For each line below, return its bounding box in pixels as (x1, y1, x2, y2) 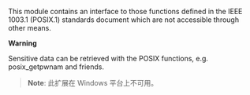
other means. (8, 24, 51, 32)
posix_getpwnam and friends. (8, 62, 105, 71)
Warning (8, 38, 37, 48)
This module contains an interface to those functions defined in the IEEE (8, 7, 243, 16)
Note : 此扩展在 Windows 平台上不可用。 (27, 79, 159, 87)
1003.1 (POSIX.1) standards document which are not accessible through (8, 15, 239, 24)
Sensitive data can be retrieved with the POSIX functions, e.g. (8, 54, 209, 63)
